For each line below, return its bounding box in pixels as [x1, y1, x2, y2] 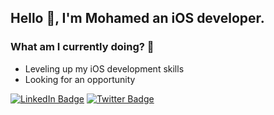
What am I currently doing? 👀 [10, 40, 155, 54]
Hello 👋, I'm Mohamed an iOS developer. [10, 10, 265, 27]
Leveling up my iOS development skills [24, 62, 185, 75]
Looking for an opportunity [24, 73, 136, 85]
